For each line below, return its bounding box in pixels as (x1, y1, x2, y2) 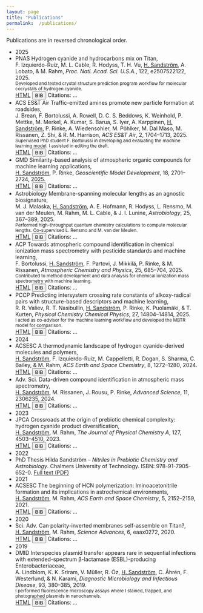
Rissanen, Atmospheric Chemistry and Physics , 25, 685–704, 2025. (15, 267, 184, 274)
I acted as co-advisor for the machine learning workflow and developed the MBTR (15, 317, 186, 323)
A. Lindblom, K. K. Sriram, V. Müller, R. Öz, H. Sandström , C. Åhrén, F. (15, 569, 188, 576)
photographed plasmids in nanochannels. (15, 593, 102, 600)
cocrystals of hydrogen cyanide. (15, 86, 83, 92)
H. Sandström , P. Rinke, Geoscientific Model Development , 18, (15, 169, 170, 176)
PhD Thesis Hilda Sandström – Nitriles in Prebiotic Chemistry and (15, 456, 178, 463)
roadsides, (15, 105, 42, 113)
